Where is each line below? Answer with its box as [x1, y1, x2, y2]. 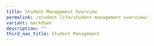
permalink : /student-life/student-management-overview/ [6, 14, 148, 20]
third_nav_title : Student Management [6, 31, 100, 37]
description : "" [6, 25, 47, 32]
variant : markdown [6, 20, 52, 26]
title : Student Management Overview [6, 8, 97, 15]
